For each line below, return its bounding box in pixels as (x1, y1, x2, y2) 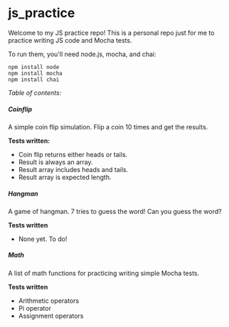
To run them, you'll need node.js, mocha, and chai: (8, 50, 156, 58)
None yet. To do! (18, 235, 68, 243)
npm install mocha (8, 70, 63, 77)
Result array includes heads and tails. (18, 165, 129, 173)
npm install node (8, 63, 60, 70)
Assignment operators (18, 311, 84, 320)
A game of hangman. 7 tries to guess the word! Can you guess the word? (8, 207, 223, 215)
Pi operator (18, 304, 52, 312)
